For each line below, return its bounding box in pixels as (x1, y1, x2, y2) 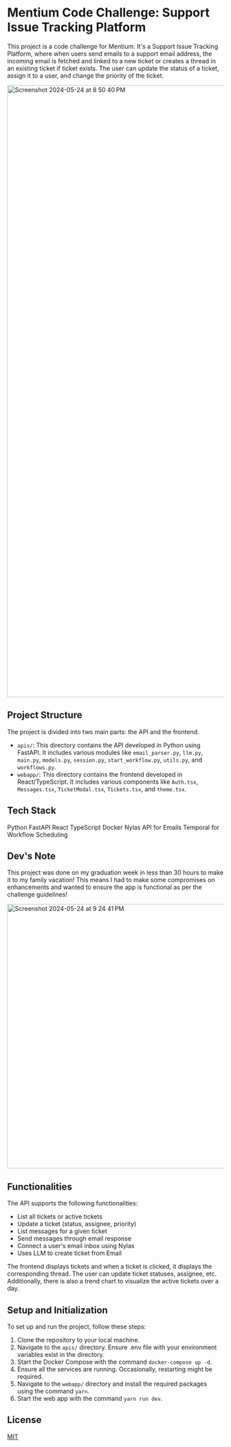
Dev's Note (7, 850, 56, 861)
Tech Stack (7, 805, 56, 817)
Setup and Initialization (7, 1304, 108, 1316)
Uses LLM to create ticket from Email (16, 1249, 122, 1257)
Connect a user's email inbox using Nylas (16, 1242, 135, 1250)
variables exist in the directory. (16, 1351, 104, 1358)
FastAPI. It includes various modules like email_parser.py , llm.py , (16, 748, 203, 756)
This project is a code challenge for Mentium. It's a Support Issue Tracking (7, 42, 219, 50)
